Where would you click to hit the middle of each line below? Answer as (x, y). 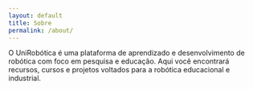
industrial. (25, 78)
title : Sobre (30, 23)
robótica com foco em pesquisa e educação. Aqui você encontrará (119, 61)
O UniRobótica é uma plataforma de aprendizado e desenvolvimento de (126, 53)
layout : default (35, 15)
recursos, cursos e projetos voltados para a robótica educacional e (119, 70)
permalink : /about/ (41, 30)
